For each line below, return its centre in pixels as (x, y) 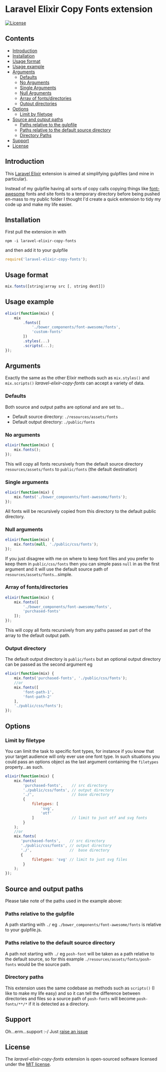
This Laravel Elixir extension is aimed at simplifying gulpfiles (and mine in (80, 173)
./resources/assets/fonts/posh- (118, 959)
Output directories (38, 104)
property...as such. (24, 767)
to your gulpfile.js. (24, 930)
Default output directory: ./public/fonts (54, 422)
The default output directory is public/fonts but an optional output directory (83, 659)
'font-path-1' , (39, 692)
